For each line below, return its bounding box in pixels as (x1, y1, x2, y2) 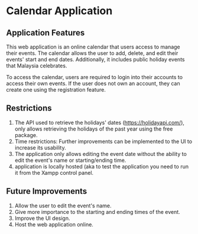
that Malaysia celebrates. (6, 62, 67, 69)
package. (14, 131, 38, 138)
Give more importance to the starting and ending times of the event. (14, 208, 180, 215)
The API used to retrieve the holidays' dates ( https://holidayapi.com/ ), (14, 119, 185, 126)
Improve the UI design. (14, 214, 70, 222)
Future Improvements (6, 186, 87, 196)
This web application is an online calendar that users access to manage (6, 43, 180, 50)
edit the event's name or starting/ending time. (14, 157, 126, 164)
